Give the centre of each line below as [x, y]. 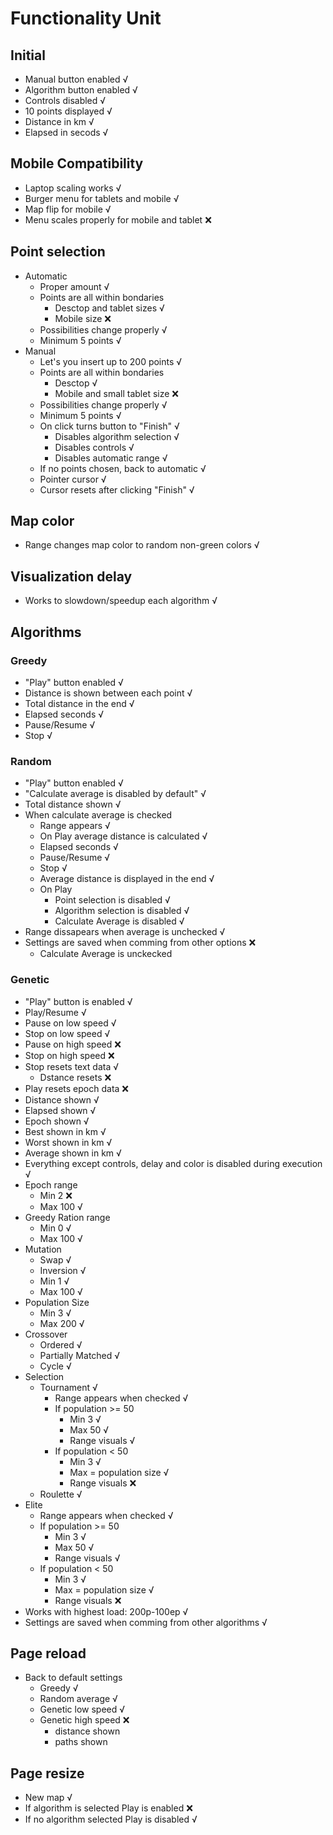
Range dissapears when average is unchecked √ [125, 932]
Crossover [46, 1334]
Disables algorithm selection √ [117, 436]
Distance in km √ [59, 121]
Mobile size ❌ [83, 318]
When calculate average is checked [98, 815]
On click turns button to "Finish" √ [109, 426]
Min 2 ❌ [56, 1195]
